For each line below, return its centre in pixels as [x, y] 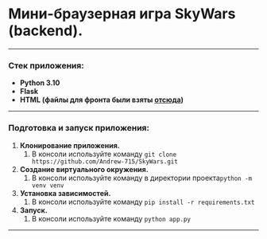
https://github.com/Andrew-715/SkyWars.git [105, 161]
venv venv [48, 185]
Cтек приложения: [46, 65]
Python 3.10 [40, 83]
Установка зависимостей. [65, 193]
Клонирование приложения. [70, 145]
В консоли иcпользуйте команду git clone [104, 154]
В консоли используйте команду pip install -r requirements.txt [143, 202]
